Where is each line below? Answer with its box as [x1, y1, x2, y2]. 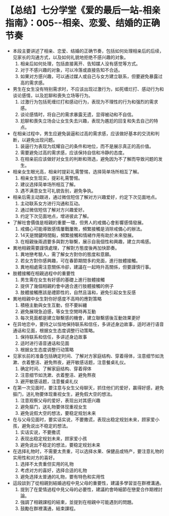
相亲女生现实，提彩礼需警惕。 [20, 175, 83, 181]
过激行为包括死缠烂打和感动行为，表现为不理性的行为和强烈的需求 [20, 99, 158, 105]
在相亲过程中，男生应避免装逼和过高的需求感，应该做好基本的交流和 [12, 130, 155, 136]
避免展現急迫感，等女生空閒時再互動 [20, 308, 96, 314]
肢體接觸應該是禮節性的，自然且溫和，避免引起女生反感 [20, 289, 136, 295]
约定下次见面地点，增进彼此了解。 [20, 213, 92, 219]
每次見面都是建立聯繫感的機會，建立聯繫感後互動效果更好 [20, 315, 141, 321]
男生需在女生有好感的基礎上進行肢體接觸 [20, 277, 105, 283]
